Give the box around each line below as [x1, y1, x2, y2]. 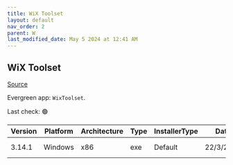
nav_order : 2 [7, 23, 45, 30]
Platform [44, 126, 74, 136]
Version [10, 126, 37, 136]
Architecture [80, 126, 123, 136]
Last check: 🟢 [7, 107, 49, 115]
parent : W [7, 29, 36, 37]
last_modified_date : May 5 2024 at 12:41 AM [7, 36, 138, 43]
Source [7, 80, 28, 88]
